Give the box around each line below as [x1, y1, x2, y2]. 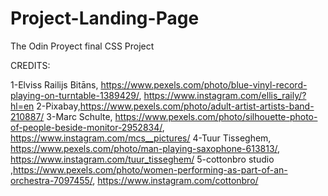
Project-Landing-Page [10, 7, 200, 30]
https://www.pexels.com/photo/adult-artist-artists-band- [79, 100, 315, 112]
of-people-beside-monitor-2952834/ [10, 121, 163, 133]
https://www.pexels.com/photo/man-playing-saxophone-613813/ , [10, 142, 281, 154]
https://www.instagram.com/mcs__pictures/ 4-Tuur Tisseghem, [10, 132, 272, 144]
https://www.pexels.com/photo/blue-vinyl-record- [100, 78, 308, 91]
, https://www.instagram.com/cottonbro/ [92, 174, 259, 186]
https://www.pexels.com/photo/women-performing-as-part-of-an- [13, 163, 288, 176]
